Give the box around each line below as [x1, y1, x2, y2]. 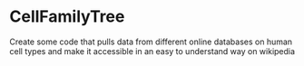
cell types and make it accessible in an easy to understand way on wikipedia [9, 45, 296, 56]
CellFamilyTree [9, 6, 125, 27]
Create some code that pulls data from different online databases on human [9, 36, 293, 47]
